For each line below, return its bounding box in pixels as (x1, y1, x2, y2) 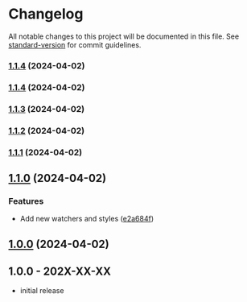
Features (8, 195, 44, 206)
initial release (19, 286, 64, 296)
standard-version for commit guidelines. (8, 39, 142, 49)
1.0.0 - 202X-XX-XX (8, 265, 111, 279)
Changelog (8, 5, 84, 23)
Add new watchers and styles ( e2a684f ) (19, 214, 154, 224)
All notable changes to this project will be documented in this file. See (8, 31, 240, 41)
